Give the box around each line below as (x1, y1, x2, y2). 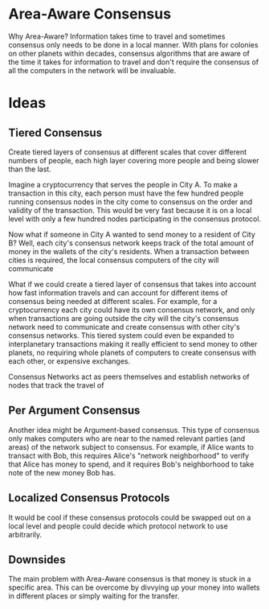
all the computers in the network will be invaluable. (8, 65, 177, 75)
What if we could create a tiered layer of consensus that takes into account (8, 279, 257, 289)
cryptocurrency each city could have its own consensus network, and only (8, 305, 255, 315)
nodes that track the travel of (8, 380, 104, 390)
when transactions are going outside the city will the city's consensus (8, 313, 239, 323)
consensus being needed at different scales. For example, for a (8, 296, 218, 306)
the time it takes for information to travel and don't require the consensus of (8, 57, 259, 67)
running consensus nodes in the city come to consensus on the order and (8, 196, 253, 206)
